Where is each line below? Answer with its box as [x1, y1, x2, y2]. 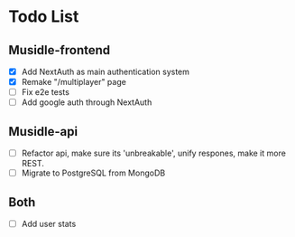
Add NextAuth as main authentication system [21, 66, 190, 77]
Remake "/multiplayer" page [21, 77, 127, 88]
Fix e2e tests [21, 87, 69, 98]
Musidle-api [8, 124, 78, 139]
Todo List [8, 6, 79, 27]
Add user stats [21, 219, 77, 229]
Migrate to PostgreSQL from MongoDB [21, 167, 166, 178]
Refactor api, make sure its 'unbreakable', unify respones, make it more [21, 147, 286, 159]
